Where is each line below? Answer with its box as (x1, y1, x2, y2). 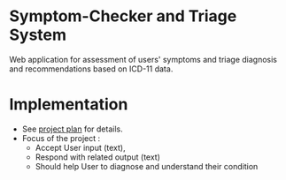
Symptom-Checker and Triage (9, 6, 237, 26)
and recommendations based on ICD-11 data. (9, 64, 174, 74)
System (9, 25, 67, 45)
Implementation (9, 94, 128, 115)
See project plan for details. (21, 124, 123, 134)
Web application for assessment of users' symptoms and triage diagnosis (9, 54, 277, 64)
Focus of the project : (21, 132, 101, 143)
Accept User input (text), (35, 142, 126, 153)
